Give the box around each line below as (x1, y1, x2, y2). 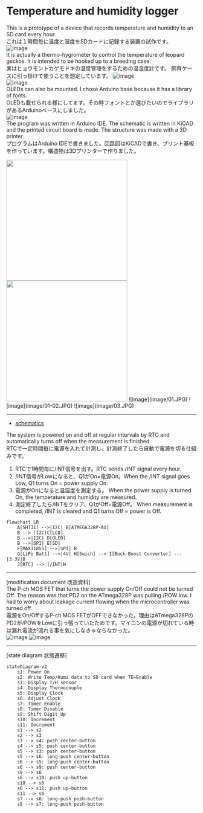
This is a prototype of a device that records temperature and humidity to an (6, 24, 193, 31)
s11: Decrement (17, 722, 56, 728)
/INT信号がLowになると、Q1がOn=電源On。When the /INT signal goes (14, 472, 190, 480)
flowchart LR (6, 519, 39, 525)
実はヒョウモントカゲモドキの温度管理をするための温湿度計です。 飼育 (6, 65, 182, 72)
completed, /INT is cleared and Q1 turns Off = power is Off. (14, 507, 162, 515)
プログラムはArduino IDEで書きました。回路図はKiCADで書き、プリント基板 (6, 140, 195, 147)
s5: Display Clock (17, 690, 63, 696)
